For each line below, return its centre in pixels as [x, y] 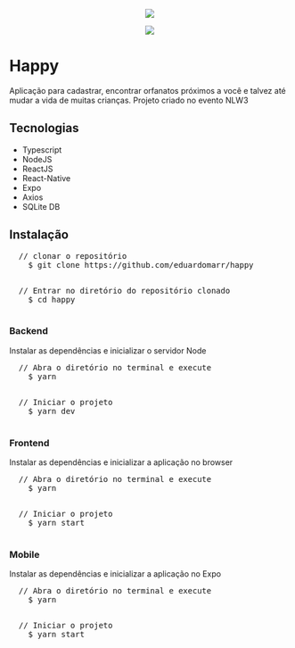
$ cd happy [52, 299]
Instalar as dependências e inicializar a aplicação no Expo [115, 574]
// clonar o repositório [73, 256]
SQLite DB [41, 206]
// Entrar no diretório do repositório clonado [124, 291]
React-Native [46, 178]
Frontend [29, 443]
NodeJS [37, 159]
